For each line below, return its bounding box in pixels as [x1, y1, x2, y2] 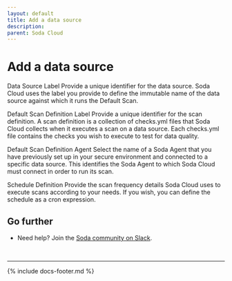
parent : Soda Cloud [7, 29, 64, 37]
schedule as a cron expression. [7, 195, 96, 204]
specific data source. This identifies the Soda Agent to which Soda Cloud [7, 160, 215, 168]
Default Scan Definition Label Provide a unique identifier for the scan [7, 110, 202, 118]
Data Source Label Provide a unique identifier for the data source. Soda [7, 82, 211, 90]
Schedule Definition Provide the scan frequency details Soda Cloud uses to [7, 181, 221, 189]
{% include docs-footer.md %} [7, 267, 95, 275]
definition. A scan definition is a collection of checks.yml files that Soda [7, 117, 211, 126]
